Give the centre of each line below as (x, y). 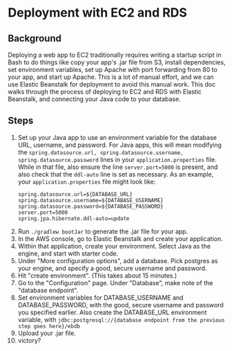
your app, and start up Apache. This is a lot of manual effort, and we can (111, 77)
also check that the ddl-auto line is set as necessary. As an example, (116, 174)
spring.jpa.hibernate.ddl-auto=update (74, 218)
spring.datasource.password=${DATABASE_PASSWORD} (91, 206)
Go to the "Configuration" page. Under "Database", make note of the (115, 282)
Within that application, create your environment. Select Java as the (114, 246)
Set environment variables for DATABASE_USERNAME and (100, 297)
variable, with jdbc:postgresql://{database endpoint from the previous (121, 319)
